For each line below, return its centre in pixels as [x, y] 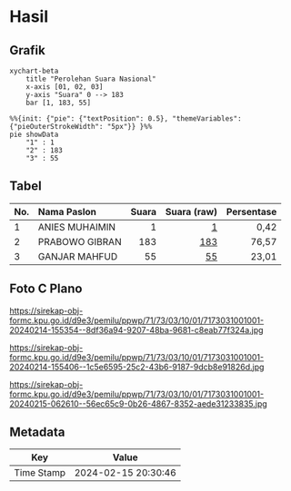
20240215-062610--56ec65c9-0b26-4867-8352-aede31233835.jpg [139, 403]
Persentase [251, 211]
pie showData [34, 134]
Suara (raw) [191, 211]
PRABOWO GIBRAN [80, 241]
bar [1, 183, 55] [59, 103]
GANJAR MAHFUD [78, 256]
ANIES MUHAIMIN [77, 227]
